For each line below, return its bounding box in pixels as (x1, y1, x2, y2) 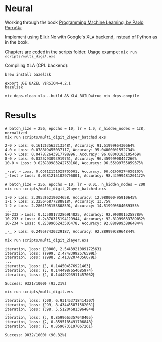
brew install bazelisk (5, 72, 51, 77)
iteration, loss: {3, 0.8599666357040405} (5, 315, 93, 320)
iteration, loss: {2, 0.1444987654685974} (5, 268, 93, 273)
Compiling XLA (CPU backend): (5, 62, 69, 68)
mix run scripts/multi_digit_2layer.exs (5, 238, 89, 243)
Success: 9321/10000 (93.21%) (5, 281, 67, 285)
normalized (5, 130, 27, 135)
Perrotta (5, 24, 22, 30)
